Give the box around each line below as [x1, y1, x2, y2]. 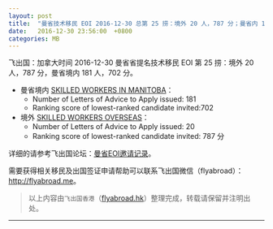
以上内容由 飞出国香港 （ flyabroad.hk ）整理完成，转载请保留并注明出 [28, 193, 251, 203]
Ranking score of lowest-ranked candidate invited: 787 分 [32, 132, 225, 141]
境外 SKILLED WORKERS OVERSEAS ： [19, 113, 149, 123]
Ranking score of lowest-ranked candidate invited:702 [32, 103, 214, 113]
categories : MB [8, 34, 60, 43]
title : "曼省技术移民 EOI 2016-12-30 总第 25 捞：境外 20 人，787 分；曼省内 [8, 19, 258, 28]
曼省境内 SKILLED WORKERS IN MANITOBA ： [19, 85, 174, 95]
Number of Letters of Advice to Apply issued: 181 [32, 94, 197, 104]
